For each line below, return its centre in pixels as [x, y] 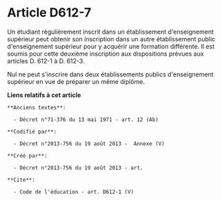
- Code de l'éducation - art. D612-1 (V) [74, 192]
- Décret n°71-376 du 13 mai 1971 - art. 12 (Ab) [86, 119]
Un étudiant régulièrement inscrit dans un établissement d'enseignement [110, 32]
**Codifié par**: [32, 131]
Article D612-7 [49, 13]
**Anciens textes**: [37, 107]
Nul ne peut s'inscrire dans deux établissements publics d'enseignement [110, 74]
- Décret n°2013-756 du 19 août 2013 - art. [78, 168]
